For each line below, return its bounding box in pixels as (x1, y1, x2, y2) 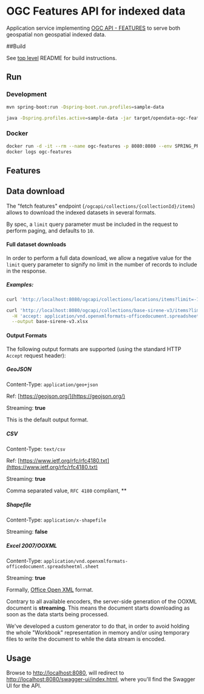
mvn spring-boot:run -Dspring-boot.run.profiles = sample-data (6, 104, 165, 110)
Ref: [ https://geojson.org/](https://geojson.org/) (6, 393, 126, 400)
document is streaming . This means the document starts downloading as (6, 604, 190, 611)
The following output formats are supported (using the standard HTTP (6, 345, 182, 353)
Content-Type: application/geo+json (6, 381, 98, 388)
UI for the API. (6, 682, 41, 690)
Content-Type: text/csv (6, 445, 66, 453)
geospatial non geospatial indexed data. (6, 30, 106, 38)
